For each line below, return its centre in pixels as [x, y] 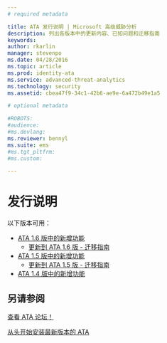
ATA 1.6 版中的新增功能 [51, 238]
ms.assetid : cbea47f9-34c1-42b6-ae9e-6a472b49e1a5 [84, 93]
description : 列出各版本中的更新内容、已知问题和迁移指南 [83, 33]
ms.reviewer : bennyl [38, 138]
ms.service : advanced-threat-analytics [66, 80]
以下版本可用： [29, 223]
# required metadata [38, 14]
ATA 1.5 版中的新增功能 [51, 256]
